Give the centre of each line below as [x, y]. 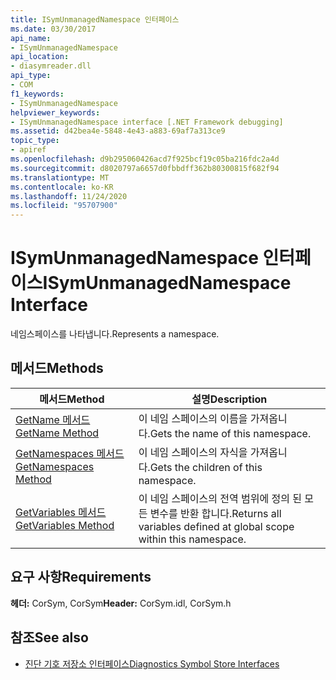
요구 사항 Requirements [81, 577]
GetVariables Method [65, 525]
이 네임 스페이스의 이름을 [193, 418]
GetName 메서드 [53, 419]
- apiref [28, 150]
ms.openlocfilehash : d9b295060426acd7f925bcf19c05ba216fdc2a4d [145, 159]
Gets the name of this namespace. [230, 433]
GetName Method [57, 433]
